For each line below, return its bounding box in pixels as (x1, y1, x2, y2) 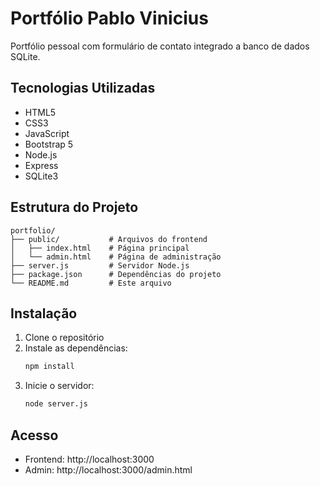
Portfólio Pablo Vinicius (10, 7, 209, 30)
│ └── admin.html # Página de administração (10, 252, 222, 262)
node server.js (24, 399, 89, 409)
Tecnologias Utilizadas (10, 80, 156, 97)
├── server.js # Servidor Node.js (10, 260, 190, 271)
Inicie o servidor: (24, 380, 95, 392)
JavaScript (24, 127, 70, 139)
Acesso (10, 427, 59, 444)
